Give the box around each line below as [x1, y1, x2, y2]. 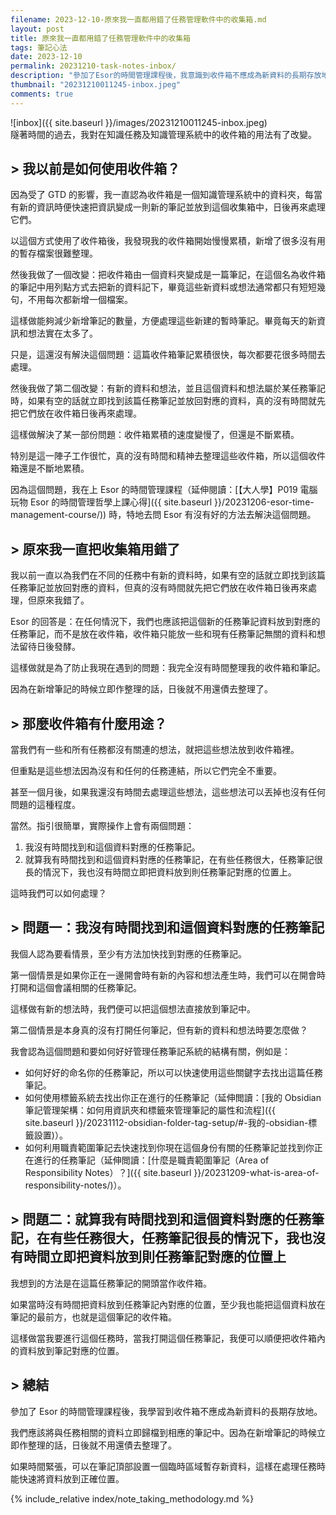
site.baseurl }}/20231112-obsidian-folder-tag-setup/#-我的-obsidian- [24, 1116, 309, 1128]
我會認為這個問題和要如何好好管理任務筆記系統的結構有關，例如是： [10, 1045, 291, 1057]
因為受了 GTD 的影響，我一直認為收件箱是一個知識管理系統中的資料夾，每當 [10, 189, 323, 201]
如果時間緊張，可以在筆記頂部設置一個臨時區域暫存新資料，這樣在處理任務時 [10, 1460, 326, 1472]
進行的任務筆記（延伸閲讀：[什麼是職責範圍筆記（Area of [33, 1154, 270, 1166]
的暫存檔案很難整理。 [10, 247, 98, 260]
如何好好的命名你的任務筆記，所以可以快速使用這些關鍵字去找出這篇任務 [24, 1066, 323, 1078]
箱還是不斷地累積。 [10, 462, 90, 475]
